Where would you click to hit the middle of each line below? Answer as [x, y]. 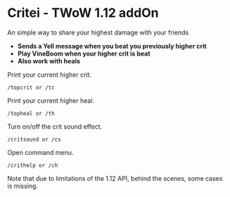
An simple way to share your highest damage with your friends [98, 32]
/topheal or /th [31, 113]
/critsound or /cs [34, 139]
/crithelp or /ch [33, 165]
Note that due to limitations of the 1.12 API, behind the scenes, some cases [115, 178]
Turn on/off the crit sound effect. [55, 126]
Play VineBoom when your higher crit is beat [84, 53]
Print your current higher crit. [50, 75]
